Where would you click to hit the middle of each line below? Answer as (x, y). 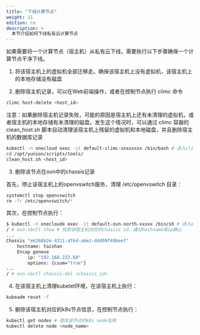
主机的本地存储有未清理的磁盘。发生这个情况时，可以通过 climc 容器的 (103, 122)
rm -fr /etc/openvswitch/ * (40, 201)
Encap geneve (33, 252)
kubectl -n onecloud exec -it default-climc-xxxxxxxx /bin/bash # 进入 (96, 148)
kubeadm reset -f (28, 298)
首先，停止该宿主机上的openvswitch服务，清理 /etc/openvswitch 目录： (94, 184)
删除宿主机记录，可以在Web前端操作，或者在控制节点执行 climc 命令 (99, 91)
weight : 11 (20, 17)
